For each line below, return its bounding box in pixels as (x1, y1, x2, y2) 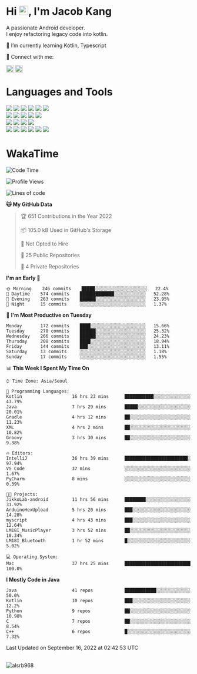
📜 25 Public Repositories (20, 251, 81, 258)
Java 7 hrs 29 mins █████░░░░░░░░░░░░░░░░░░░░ (6, 404, 191, 410)
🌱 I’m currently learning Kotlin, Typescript (6, 42, 106, 49)
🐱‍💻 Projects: (6, 491, 38, 497)
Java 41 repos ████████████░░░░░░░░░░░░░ (6, 587, 191, 593)
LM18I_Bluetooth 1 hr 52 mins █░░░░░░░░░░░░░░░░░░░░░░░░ (6, 537, 191, 543)
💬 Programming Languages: (6, 388, 69, 394)
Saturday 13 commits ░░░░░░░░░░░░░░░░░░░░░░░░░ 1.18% (6, 348, 167, 354)
